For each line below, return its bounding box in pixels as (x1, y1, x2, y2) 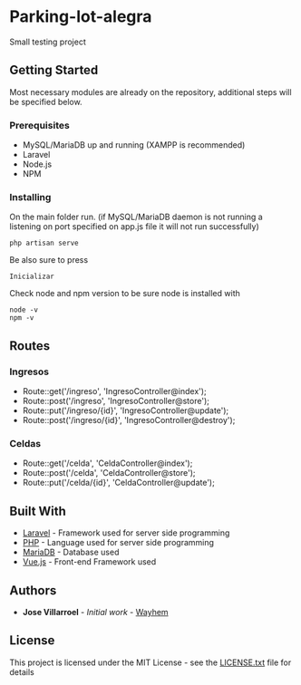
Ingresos (9, 365, 50, 378)
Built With (9, 503, 66, 518)
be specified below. (9, 96, 83, 107)
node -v (9, 305, 39, 314)
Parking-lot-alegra (9, 6, 152, 27)
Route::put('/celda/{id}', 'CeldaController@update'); (22, 478, 215, 488)
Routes (9, 338, 51, 353)
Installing (9, 190, 52, 203)
